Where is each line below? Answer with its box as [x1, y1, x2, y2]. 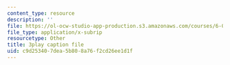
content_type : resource [7, 9, 75, 17]
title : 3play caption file [7, 41, 84, 48]
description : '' [7, 16, 53, 23]
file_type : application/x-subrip [7, 28, 103, 36]
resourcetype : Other [7, 35, 66, 42]
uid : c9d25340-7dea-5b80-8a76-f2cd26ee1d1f [7, 48, 133, 55]
